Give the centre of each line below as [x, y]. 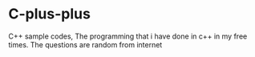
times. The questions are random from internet [85, 44]
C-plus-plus [49, 14]
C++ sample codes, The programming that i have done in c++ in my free [128, 36]
